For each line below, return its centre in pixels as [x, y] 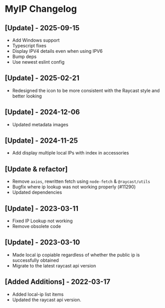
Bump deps [24, 56]
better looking [27, 96]
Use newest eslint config [38, 62]
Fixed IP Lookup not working [42, 221]
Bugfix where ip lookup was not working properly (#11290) [74, 187]
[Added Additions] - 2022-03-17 [58, 282]
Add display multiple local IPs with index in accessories [70, 153]
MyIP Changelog [41, 9]
